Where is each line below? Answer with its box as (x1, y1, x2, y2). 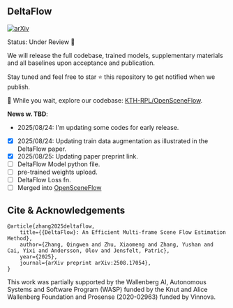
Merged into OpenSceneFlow (17, 184, 102, 192)
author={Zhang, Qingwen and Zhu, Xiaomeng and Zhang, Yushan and (20, 241, 214, 248)
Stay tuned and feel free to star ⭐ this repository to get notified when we (7, 73, 216, 81)
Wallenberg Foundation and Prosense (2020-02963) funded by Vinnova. (7, 293, 216, 301)
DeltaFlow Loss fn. (17, 176, 71, 184)
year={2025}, (20, 254, 58, 261)
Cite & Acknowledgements (7, 204, 126, 216)
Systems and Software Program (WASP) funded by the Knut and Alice (7, 286, 208, 293)
